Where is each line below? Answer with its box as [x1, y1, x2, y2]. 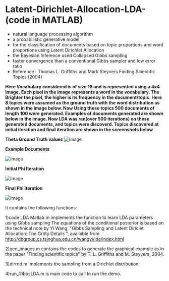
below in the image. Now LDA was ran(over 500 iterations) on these [5, 116, 150, 122]
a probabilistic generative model [12, 36, 80, 42]
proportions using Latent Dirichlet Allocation [12, 47, 104, 53]
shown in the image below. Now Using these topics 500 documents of [5, 105, 155, 111]
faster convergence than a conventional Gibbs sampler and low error [12, 58, 156, 64]
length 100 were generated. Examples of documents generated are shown [5, 110, 164, 117]
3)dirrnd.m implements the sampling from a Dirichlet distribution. [5, 261, 140, 267]
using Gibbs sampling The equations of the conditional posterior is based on [5, 219, 164, 226]
